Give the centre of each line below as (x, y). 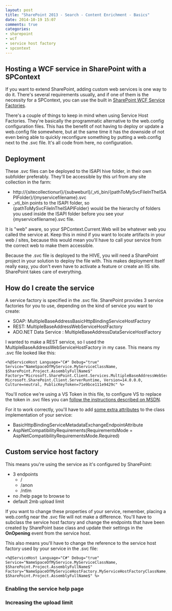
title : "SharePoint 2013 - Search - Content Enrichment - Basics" (78, 15)
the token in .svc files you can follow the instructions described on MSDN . (83, 400)
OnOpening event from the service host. (48, 533)
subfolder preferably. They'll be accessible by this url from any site (76, 177)
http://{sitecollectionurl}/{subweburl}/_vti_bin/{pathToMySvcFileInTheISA (90, 192)
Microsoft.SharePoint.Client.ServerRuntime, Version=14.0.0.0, (74, 380)
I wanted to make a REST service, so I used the (55, 342)
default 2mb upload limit (38, 501)
